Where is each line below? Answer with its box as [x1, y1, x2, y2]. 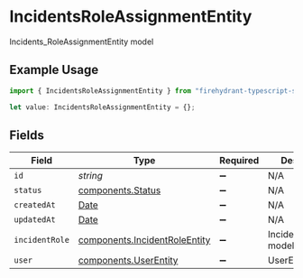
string [78, 170, 104, 182]
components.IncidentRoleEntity [78, 234, 211, 246]
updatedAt [14, 215, 56, 225]
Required [219, 154, 260, 167]
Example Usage [9, 62, 99, 78]
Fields [9, 127, 45, 143]
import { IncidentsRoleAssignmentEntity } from [9, 86, 192, 96]
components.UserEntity [78, 255, 179, 267]
